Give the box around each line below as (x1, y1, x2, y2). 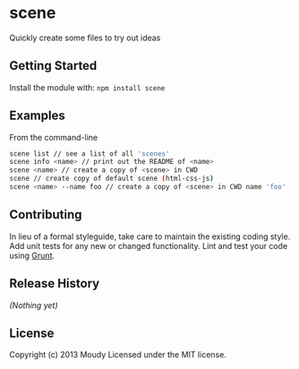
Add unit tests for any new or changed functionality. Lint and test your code (9, 240, 288, 251)
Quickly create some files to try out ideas (9, 32, 161, 43)
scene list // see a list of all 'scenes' (9, 149, 170, 159)
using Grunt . (9, 250, 56, 261)
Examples (9, 108, 65, 124)
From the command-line (9, 132, 98, 142)
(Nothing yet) (9, 299, 58, 311)
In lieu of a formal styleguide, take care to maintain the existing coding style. (9, 231, 291, 242)
